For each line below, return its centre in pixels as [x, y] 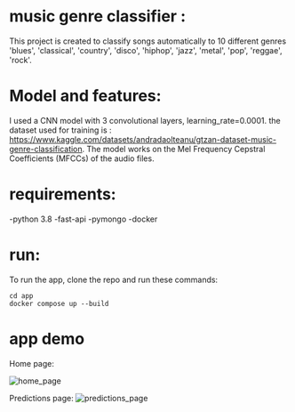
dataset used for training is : [61, 130]
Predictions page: [41, 398]
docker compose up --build [59, 303]
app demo [47, 339]
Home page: [32, 363]
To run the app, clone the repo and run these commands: [114, 279]
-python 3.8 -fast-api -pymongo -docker [84, 219]
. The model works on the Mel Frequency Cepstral [174, 149]
